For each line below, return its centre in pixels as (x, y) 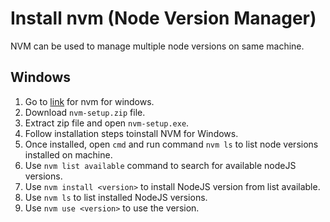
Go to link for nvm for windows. (89, 101)
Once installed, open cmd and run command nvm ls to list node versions (171, 144)
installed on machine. (68, 154)
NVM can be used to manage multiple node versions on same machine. (157, 46)
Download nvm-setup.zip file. (85, 112)
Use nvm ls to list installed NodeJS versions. (116, 197)
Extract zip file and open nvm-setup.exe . (107, 123)
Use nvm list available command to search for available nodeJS (160, 165)
